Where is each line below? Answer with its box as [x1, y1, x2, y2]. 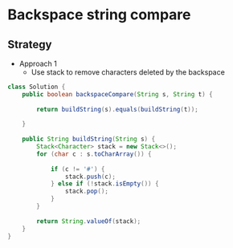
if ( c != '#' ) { [50, 165, 105, 173]
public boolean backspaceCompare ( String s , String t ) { [22, 90, 214, 98]
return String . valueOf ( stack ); [36, 217, 141, 226]
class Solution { [7, 83, 66, 91]
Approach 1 [18, 59, 57, 68]
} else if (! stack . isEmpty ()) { [50, 180, 159, 188]
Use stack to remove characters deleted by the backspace [31, 67, 226, 77]
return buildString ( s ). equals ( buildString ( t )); [36, 105, 198, 113]
